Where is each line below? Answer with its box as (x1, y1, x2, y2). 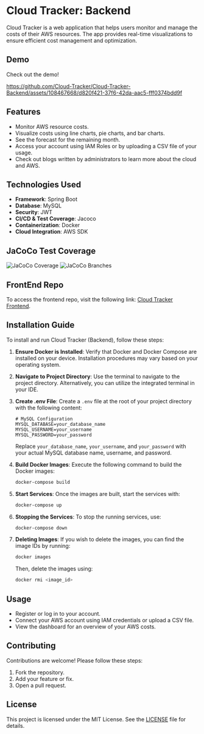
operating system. (15, 361, 61, 368)
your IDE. (15, 386, 38, 393)
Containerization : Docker (15, 221, 80, 229)
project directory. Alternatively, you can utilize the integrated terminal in (15, 379, 195, 386)
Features (6, 107, 41, 117)
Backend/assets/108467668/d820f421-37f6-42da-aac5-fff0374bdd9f (6, 89, 183, 96)
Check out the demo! (6, 71, 59, 78)
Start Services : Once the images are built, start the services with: (15, 490, 181, 497)
